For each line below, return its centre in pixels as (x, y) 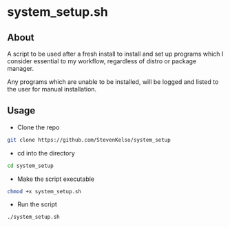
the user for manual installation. (52, 89)
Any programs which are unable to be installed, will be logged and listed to (113, 82)
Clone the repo (38, 127)
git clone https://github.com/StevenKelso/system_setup (89, 140)
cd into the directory (46, 153)
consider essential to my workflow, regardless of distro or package (102, 61)
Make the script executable (56, 179)
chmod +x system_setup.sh (44, 191)
